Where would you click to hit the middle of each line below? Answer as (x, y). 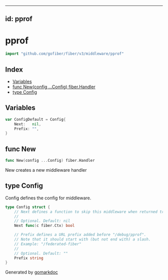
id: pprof (19, 19)
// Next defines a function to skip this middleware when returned (86, 212)
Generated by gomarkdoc (32, 272)
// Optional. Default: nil (42, 221)
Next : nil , (28, 124)
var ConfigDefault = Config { (35, 119)
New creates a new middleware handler (46, 170)
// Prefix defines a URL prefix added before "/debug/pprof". (80, 235)
